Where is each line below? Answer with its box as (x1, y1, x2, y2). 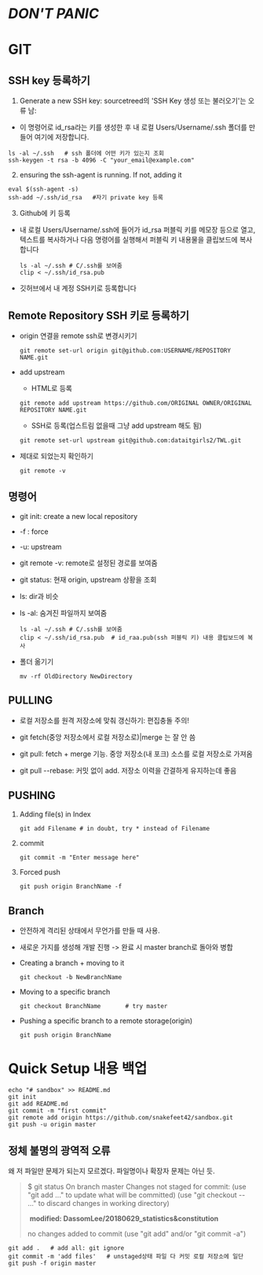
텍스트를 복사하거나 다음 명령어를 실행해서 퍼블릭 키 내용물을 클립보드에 (19, 235, 238, 244)
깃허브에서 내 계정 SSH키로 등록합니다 (19, 283, 137, 293)
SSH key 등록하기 (8, 74, 90, 87)
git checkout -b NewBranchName (19, 974, 122, 981)
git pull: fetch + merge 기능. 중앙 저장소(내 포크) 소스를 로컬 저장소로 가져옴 (19, 749, 254, 758)
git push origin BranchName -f (19, 882, 122, 891)
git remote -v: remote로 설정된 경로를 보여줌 (19, 558, 159, 568)
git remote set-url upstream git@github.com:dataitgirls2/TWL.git (19, 437, 242, 444)
